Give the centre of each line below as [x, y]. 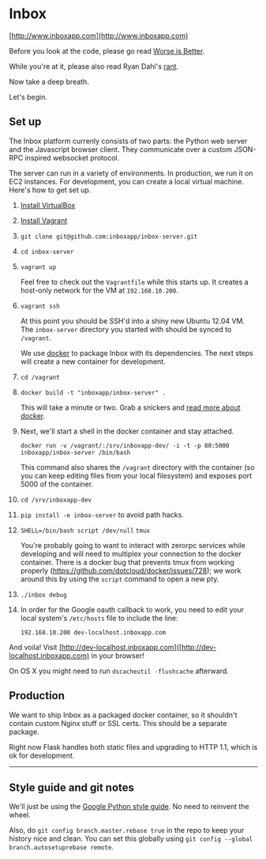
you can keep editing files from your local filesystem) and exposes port [136, 475]
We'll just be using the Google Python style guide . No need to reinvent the [129, 807]
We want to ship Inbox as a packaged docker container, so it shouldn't [123, 715]
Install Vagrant [44, 220]
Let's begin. [28, 96]
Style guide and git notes [72, 787]
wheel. [20, 815]
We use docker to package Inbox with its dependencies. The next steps [137, 353]
